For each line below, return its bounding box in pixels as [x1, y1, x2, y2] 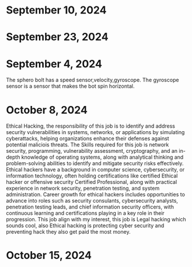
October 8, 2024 [6, 103, 88, 117]
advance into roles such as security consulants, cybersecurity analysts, [6, 197, 178, 204]
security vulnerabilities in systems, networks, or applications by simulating [6, 129, 185, 136]
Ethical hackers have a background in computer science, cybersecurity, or [6, 166, 185, 173]
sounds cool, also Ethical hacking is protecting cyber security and [6, 222, 165, 229]
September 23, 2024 [6, 30, 109, 44]
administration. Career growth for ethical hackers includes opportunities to [6, 191, 186, 198]
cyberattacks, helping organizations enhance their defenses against [6, 135, 169, 142]
